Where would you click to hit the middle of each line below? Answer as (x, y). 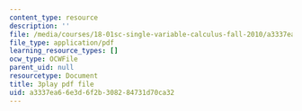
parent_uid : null (42, 68)
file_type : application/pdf (62, 43)
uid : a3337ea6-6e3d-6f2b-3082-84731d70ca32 (92, 92)
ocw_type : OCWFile (44, 59)
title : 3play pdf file (52, 84)
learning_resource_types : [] (64, 51)
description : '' (40, 26)
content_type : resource (54, 17)
